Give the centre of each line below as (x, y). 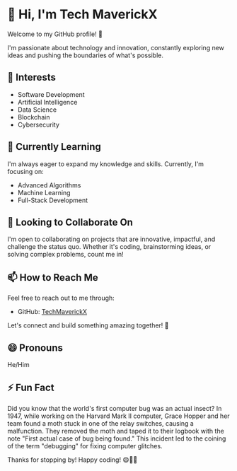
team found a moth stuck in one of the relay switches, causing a (101, 423)
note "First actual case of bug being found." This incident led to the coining (117, 438)
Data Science (37, 110)
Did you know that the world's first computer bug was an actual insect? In (115, 408)
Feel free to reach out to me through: (61, 298)
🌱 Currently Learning (54, 147)
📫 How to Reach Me (53, 278)
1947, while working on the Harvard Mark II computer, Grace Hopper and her (118, 416)
